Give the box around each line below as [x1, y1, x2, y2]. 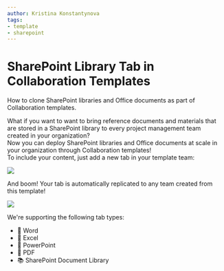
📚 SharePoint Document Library [16, 256, 109, 265]
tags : [7, 17, 23, 23]
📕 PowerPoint [16, 241, 56, 250]
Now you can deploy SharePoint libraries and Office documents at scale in [7, 139, 218, 147]
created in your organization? [7, 131, 91, 140]
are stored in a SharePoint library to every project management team [7, 124, 201, 133]
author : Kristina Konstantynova [7, 10, 100, 17]
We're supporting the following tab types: [7, 213, 125, 221]
